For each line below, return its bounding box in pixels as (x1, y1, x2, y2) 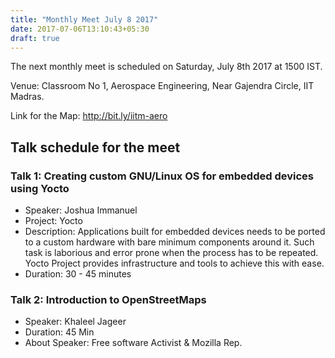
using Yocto (10, 181, 70, 195)
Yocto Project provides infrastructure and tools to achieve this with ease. (24, 257, 325, 270)
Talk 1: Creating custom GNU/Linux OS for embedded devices (10, 169, 314, 183)
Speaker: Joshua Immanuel (24, 204, 138, 216)
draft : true (10, 33, 60, 43)
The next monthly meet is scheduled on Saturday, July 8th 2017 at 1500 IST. (10, 61, 323, 73)
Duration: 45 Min (24, 326, 95, 338)
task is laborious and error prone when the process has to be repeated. (24, 247, 319, 259)
